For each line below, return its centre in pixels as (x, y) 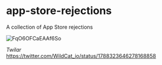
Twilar (14, 49)
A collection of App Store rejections (50, 27)
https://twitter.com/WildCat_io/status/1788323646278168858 (81, 56)
